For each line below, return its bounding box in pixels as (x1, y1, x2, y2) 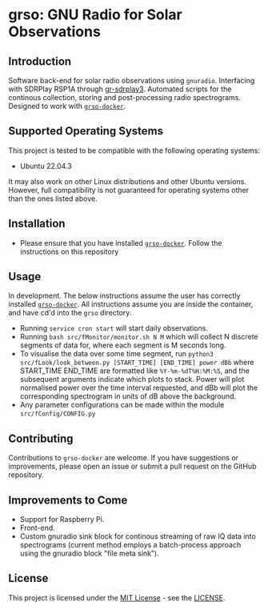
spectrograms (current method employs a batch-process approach (19, 540, 242, 550)
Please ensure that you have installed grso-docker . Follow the (19, 238, 222, 247)
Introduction (8, 54, 72, 68)
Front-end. (19, 523, 56, 533)
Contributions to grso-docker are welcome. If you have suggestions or (8, 453, 238, 463)
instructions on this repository (19, 247, 119, 256)
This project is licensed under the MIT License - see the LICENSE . (8, 592, 226, 602)
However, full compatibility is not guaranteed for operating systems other (8, 185, 250, 195)
